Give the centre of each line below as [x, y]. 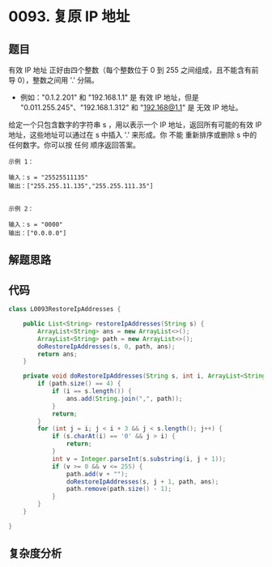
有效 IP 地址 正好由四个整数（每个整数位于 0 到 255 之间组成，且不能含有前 [134, 70]
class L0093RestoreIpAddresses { [65, 309]
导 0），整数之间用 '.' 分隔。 [53, 80]
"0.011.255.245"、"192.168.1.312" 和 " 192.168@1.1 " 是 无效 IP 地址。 [131, 107]
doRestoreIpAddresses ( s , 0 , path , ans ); [106, 346]
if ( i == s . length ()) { [91, 391]
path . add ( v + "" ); [97, 474]
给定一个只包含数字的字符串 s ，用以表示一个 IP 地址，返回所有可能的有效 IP [135, 125]
